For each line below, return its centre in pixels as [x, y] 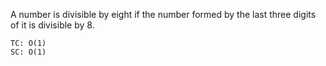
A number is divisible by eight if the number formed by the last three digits [163, 14]
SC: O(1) [28, 52]
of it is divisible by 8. [52, 25]
